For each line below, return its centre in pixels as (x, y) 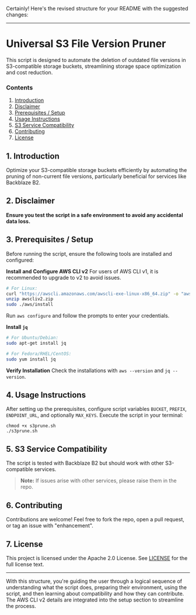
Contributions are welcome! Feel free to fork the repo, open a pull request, (95, 520)
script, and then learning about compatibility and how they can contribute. (95, 593)
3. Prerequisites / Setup (50, 240)
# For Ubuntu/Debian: (32, 338)
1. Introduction (33, 156)
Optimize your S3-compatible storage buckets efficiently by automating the (97, 170)
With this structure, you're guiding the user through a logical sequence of (94, 581)
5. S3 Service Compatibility (57, 449)
